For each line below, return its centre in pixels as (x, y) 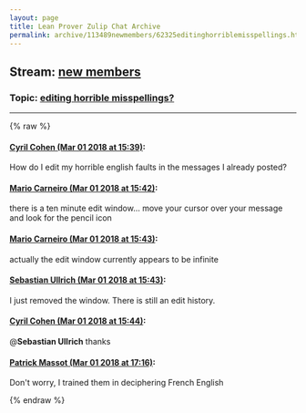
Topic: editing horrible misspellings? (92, 98)
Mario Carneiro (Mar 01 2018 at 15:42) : (84, 188)
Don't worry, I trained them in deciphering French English (117, 383)
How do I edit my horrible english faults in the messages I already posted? (148, 167)
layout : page (34, 18)
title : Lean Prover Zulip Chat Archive (85, 26)
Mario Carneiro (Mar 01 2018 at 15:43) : (84, 239)
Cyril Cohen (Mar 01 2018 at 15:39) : (77, 147)
